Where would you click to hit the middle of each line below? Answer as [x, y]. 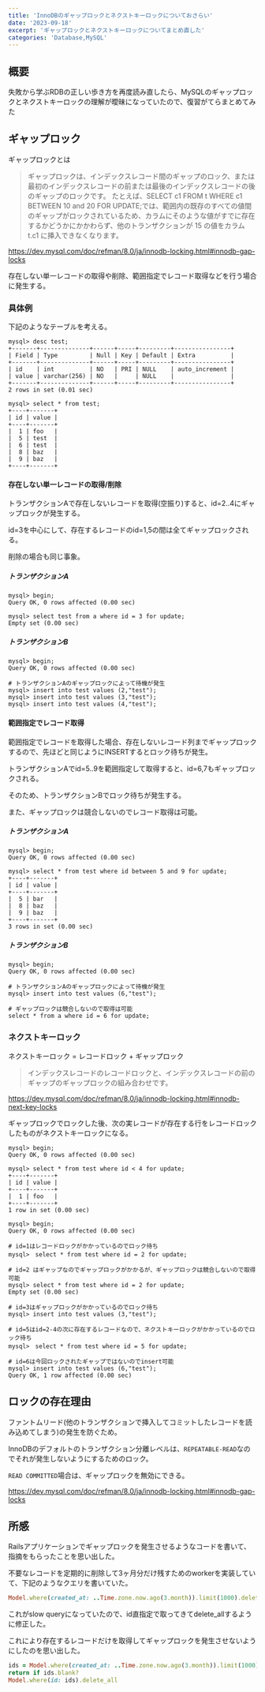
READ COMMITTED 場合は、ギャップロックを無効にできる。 [99, 1475]
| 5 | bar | [33, 899]
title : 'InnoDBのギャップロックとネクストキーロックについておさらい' [111, 15]
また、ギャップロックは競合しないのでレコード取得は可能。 [105, 812]
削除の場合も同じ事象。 [46, 556]
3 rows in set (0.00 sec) [50, 927]
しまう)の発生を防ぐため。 [78, 1432]
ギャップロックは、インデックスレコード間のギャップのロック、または [141, 176]
